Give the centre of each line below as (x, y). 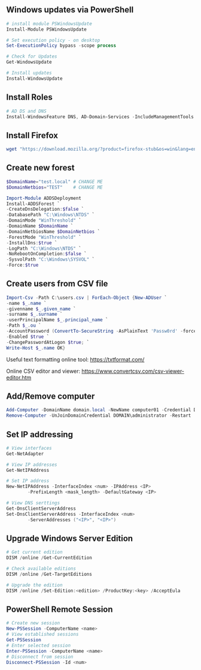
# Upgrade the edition (34, 585)
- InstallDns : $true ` (32, 243)
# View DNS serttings (33, 503)
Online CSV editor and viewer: (43, 371)
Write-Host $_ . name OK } (36, 348)
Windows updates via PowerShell (70, 10)
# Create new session (33, 623)
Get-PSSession (24, 640)
